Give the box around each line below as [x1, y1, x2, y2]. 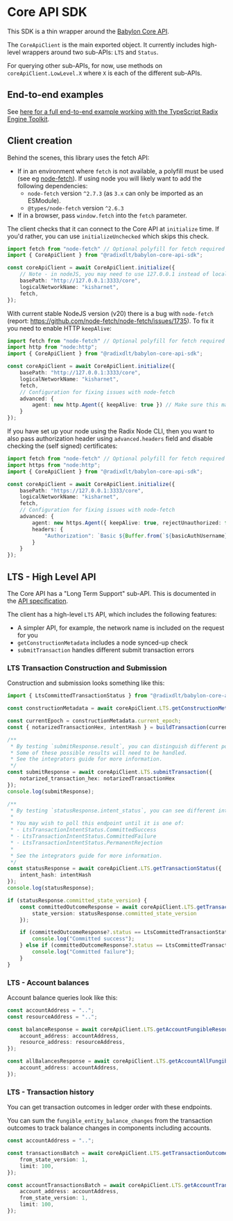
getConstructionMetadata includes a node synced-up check [17, 638, 189, 647]
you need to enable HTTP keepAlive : [7, 324, 112, 332]
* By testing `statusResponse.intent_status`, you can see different [10, 807, 216, 814]
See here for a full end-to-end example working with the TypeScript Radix [7, 107, 218, 115]
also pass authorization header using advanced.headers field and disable [7, 435, 213, 443]
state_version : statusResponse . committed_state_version [32, 910, 197, 917]
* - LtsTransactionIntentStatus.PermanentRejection [10, 839, 163, 846]
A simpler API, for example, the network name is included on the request [17, 624, 225, 632]
